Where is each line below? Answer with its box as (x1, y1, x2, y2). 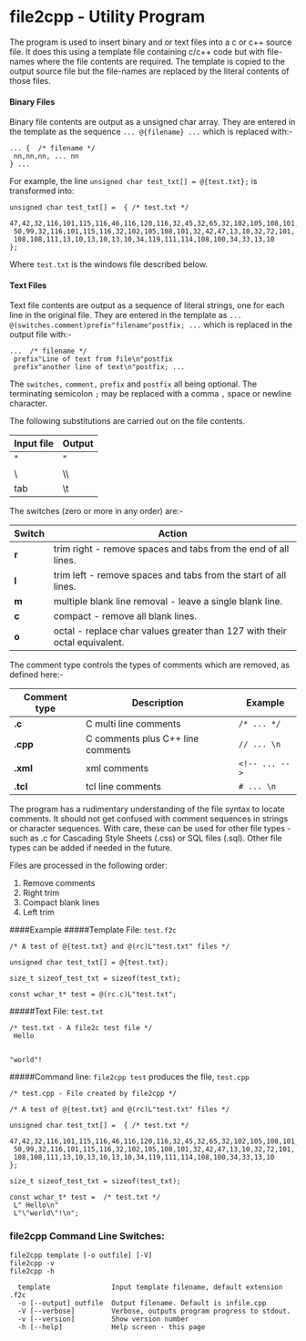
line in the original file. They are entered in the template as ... (9, 310, 242, 321)
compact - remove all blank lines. (53, 610, 198, 623)
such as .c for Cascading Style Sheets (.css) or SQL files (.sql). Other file (9, 832, 282, 844)
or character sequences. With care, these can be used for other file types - (9, 823, 291, 834)
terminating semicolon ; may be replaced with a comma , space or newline (9, 388, 292, 399)
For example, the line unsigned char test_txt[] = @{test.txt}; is (9, 176, 258, 187)
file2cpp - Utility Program (9, 6, 206, 27)
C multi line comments (85, 717, 181, 730)
